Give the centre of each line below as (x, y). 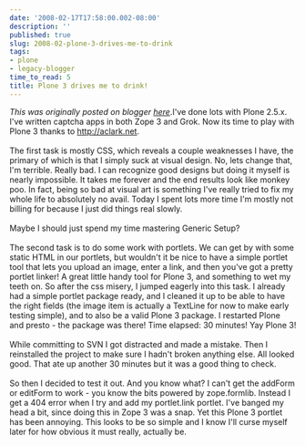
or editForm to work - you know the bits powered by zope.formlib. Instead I (150, 392)
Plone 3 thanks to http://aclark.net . (74, 131)
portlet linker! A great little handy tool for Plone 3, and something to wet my (150, 276)
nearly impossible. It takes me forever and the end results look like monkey (150, 180)
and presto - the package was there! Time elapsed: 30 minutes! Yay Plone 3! (153, 325)
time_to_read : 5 (40, 78)
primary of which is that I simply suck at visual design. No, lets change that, (151, 160)
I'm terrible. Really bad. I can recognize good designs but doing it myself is (150, 170)
